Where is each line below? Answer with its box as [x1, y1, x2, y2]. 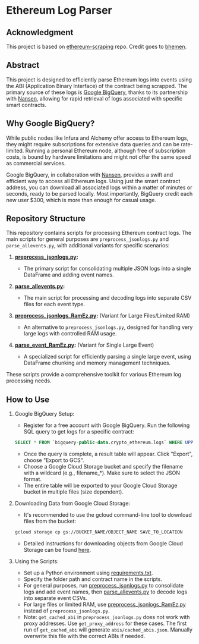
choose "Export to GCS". [23, 457, 84, 464]
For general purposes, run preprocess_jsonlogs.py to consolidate [23, 582, 184, 589]
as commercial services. [6, 159, 66, 167]
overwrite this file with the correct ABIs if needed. [23, 633, 146, 639]
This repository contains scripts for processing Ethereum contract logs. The [6, 230, 192, 237]
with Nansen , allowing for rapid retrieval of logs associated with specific [6, 95, 183, 102]
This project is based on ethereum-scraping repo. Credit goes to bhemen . [6, 43, 187, 50]
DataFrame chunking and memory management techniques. [23, 359, 171, 366]
